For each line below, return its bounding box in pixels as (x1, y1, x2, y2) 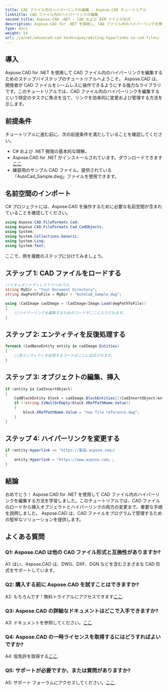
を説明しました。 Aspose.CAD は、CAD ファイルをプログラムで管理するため (5, 510, 162, 516)
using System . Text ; (5, 243, 46, 248)
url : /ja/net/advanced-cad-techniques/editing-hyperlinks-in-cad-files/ (5, 36, 160, 41)
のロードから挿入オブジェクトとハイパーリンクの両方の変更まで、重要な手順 (5, 504, 162, 510)
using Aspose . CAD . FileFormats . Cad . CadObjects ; (5, 224, 104, 230)
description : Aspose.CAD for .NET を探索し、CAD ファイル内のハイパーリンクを (5, 21, 159, 27)
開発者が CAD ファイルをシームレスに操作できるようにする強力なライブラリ (5, 82, 161, 88)
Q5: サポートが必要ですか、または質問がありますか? (5, 667, 131, 674)
